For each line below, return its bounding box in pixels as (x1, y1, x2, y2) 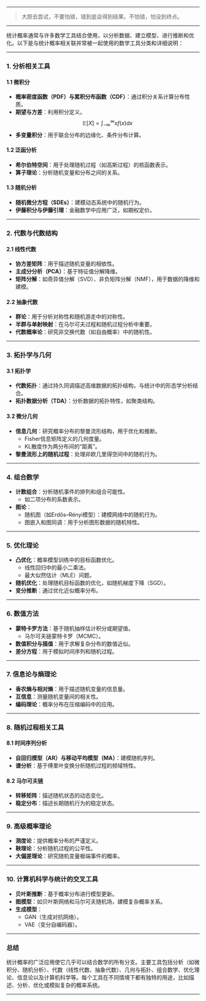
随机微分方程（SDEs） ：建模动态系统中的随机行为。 (15, 199, 145, 206)
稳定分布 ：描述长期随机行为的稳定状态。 (15, 799, 118, 807)
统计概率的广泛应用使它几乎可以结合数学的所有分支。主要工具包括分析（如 (6, 959, 194, 966)
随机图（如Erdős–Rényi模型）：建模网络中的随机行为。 (24, 511, 161, 518)
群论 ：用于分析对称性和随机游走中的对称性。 (15, 313, 129, 321)
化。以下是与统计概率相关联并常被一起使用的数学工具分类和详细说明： (6, 39, 184, 47)
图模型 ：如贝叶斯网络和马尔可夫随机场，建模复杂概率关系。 (15, 897, 166, 905)
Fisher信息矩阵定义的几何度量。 (24, 435, 105, 442)
